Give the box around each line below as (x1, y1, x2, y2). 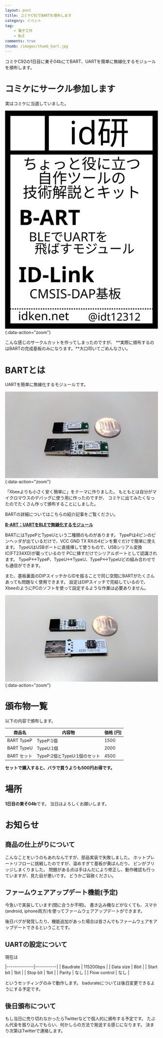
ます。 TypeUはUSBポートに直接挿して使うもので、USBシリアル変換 (5, 544, 142, 550)
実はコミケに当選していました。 (5, 100, 69, 106)
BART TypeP (7, 738, 33, 744)
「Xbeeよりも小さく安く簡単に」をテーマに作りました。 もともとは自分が (5, 489, 153, 495)
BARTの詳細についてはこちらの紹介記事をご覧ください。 (5, 511, 118, 517)
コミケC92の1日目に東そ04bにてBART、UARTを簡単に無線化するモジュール (5, 59, 156, 64)
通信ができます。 (9, 563, 43, 568)
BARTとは (5, 365, 46, 375)
